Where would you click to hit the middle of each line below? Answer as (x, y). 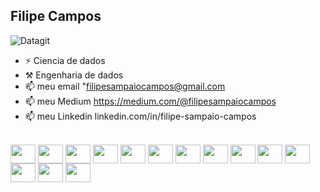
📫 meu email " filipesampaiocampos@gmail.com (125, 86)
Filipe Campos (56, 16)
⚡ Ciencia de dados (65, 60)
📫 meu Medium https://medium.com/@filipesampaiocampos (150, 101)
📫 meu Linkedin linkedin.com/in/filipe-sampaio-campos (140, 116)
